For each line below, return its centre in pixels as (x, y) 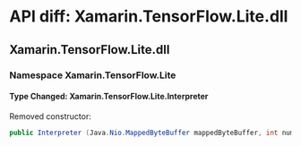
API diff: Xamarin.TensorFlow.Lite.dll (149, 17)
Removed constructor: (50, 116)
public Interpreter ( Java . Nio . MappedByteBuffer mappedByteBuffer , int (144, 133)
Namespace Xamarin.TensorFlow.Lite (93, 75)
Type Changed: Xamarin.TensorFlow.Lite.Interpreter (109, 97)
